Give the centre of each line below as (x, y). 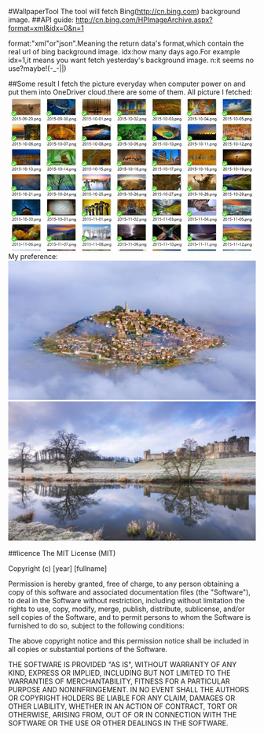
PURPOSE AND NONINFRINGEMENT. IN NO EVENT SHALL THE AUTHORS (129, 689)
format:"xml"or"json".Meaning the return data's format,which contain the (126, 43)
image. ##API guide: (41, 20)
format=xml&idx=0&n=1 (46, 28)
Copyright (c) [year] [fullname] (58, 568)
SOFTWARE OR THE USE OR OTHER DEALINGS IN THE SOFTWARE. (118, 723)
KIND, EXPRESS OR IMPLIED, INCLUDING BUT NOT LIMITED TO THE (119, 673)
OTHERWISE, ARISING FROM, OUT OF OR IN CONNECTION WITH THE (123, 714)
